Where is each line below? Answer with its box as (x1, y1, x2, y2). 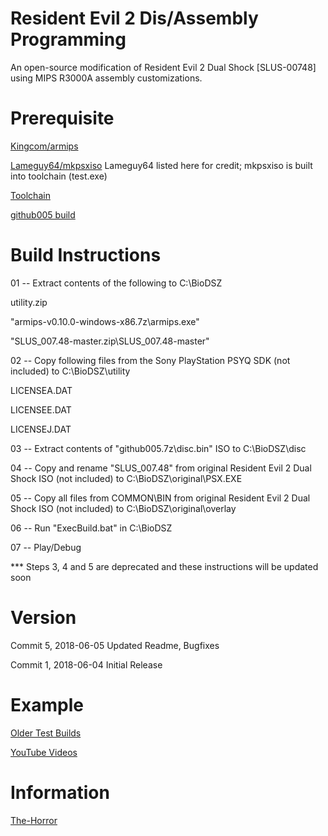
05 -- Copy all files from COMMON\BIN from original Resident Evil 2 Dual (10, 492, 311, 504)
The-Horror (10, 814, 58, 826)
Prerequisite (10, 107, 115, 130)
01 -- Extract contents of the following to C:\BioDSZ (10, 277, 223, 289)
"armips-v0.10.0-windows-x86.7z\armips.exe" (10, 315, 200, 327)
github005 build (10, 208, 76, 221)
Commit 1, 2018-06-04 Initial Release (10, 658, 163, 671)
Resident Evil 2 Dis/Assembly (10, 7, 259, 30)
